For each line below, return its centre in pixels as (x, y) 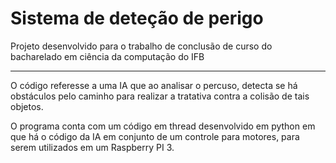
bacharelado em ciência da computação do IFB (107, 56)
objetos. (27, 106)
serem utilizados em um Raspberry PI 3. (92, 147)
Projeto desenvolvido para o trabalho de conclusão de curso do (141, 46)
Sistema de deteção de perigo (137, 18)
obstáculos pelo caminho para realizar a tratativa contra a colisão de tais (160, 96)
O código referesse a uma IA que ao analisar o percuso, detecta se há (154, 85)
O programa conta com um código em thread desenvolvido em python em (163, 126)
